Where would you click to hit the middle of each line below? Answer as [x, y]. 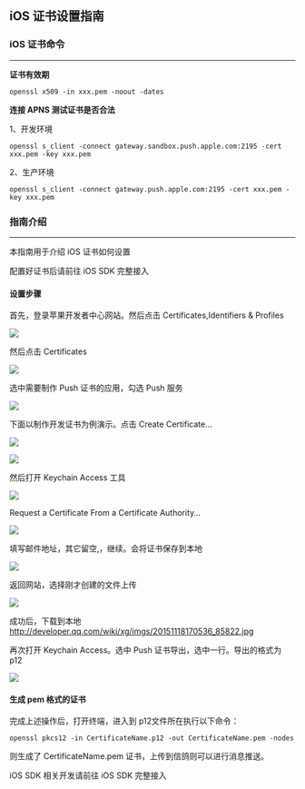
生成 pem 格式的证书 [48, 699]
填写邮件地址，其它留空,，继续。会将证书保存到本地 [106, 548]
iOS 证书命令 [37, 44]
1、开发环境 [31, 129]
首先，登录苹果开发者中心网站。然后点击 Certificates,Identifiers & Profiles [147, 315]
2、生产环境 [32, 172]
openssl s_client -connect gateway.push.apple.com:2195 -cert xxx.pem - [150, 189]
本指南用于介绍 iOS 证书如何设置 [70, 251]
